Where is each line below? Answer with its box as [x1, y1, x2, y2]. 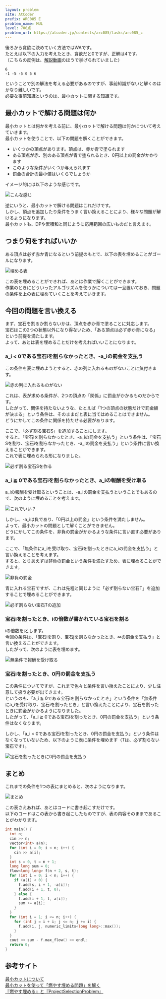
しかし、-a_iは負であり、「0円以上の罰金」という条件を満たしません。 [5, 517, 148, 523]
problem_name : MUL [5, 21, 43, 26]
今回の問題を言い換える [5, 307, 77, 315]
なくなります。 [13, 720, 44, 726]
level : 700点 [5, 26, 31, 31]
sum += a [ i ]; [18, 901, 46, 906]
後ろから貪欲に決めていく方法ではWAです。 [5, 45, 95, 50]
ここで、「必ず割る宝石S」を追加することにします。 [5, 428, 110, 434]
